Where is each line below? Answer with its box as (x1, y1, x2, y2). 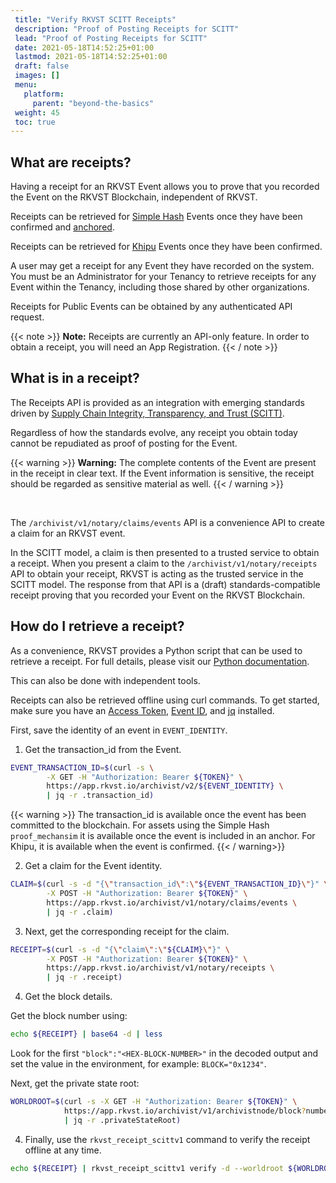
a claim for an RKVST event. (10, 527, 126, 539)
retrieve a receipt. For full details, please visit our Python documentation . (10, 655, 310, 667)
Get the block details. (24, 991, 113, 1003)
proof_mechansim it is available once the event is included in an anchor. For (10, 830, 316, 842)
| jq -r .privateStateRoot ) (63, 1115, 182, 1125)
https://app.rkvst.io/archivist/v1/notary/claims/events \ (46, 897, 298, 908)
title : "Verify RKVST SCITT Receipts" (14, 14, 177, 25)
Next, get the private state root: (10, 1077, 140, 1090)
